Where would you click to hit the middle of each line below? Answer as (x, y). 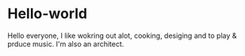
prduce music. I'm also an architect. (66, 43)
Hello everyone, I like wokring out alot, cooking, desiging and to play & (122, 35)
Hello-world (48, 14)
